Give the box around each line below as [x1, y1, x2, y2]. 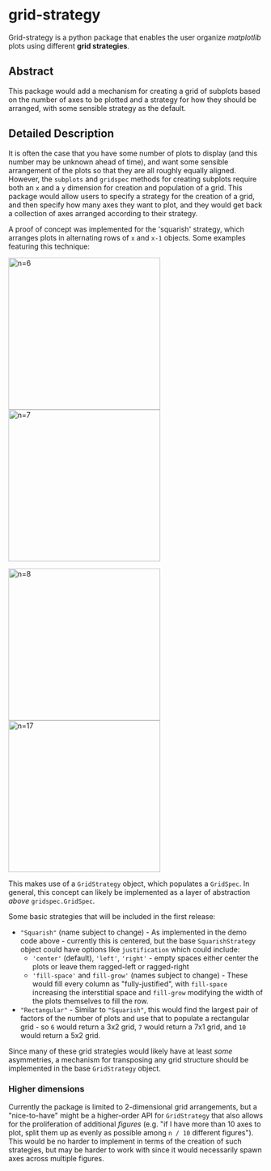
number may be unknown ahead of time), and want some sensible [8, 156, 229, 167]
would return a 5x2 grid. [19, 1030, 101, 1040]
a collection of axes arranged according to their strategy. [8, 208, 198, 218]
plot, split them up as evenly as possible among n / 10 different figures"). [8, 1127, 254, 1137]
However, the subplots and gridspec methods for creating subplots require [8, 174, 257, 184]
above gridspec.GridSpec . [8, 896, 95, 905]
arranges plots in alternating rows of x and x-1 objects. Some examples [8, 232, 246, 242]
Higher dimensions [8, 1084, 85, 1095]
